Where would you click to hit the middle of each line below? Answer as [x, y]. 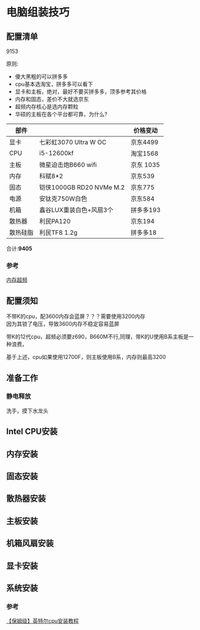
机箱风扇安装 [30, 544]
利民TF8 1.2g [59, 232]
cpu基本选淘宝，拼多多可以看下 [54, 84]
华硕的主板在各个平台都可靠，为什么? [61, 114]
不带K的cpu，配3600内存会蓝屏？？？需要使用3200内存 [76, 316]
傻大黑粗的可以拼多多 [41, 76]
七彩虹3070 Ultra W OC [73, 142]
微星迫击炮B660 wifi [68, 165]
